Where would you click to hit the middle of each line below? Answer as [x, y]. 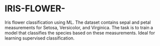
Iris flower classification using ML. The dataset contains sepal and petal [78, 22]
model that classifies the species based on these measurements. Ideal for [80, 33]
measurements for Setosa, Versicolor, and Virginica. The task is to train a [79, 27]
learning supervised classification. [40, 38]
